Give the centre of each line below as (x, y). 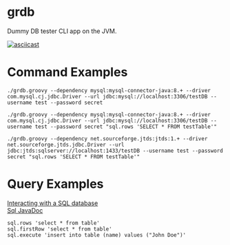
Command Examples (67, 72)
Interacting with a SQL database (53, 203)
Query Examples (55, 184)
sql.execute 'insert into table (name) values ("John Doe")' (97, 235)
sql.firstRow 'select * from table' (60, 229)
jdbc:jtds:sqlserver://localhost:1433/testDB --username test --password (115, 151)
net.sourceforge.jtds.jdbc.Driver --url (66, 145)
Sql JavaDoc (25, 210)
